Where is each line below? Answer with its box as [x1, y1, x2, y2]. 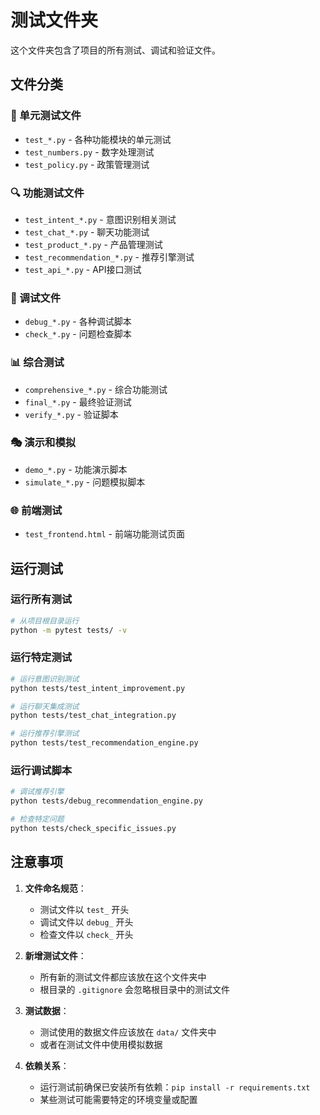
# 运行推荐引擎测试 [10, 729, 80, 739]
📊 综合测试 [10, 356, 65, 370]
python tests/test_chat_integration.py [10, 711, 177, 721]
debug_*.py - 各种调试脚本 [24, 316, 132, 328]
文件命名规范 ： [24, 882, 87, 894]
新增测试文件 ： [24, 949, 87, 961]
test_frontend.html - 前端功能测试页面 [24, 528, 185, 540]
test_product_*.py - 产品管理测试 [24, 238, 163, 250]
